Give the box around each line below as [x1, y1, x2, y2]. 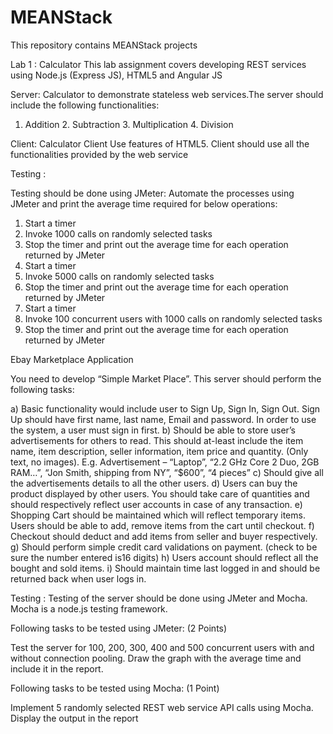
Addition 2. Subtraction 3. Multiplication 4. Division [24, 118, 234, 130]
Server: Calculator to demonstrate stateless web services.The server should [10, 88, 324, 100]
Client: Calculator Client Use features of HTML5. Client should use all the [10, 137, 310, 150]
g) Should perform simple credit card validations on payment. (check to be [10, 541, 318, 553]
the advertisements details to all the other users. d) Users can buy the [10, 477, 298, 489]
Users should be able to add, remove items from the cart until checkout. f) [10, 519, 315, 531]
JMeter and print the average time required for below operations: [10, 197, 278, 210]
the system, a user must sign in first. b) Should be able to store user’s [10, 424, 297, 436]
